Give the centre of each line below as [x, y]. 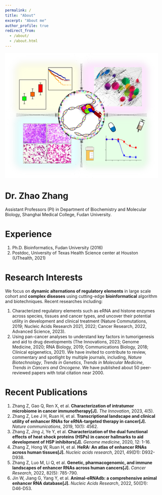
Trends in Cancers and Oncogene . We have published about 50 [76, 367]
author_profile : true [27, 26]
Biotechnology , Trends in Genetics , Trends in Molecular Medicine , [78, 362]
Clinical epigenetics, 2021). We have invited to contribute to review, [79, 352]
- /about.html [24, 41]
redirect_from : [20, 31]
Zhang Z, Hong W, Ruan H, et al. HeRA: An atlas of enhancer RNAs [79, 447]
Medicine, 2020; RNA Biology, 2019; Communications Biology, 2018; [80, 347]
